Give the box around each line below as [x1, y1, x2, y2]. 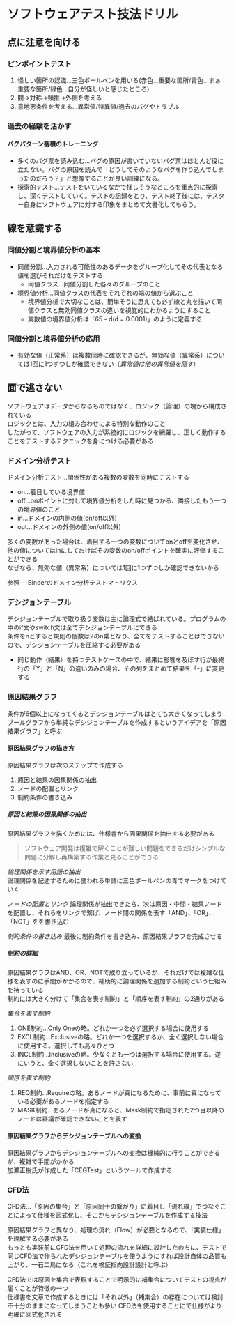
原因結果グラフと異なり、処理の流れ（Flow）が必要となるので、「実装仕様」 [7, 1226, 225, 1234]
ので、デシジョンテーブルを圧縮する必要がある [7, 641, 141, 649]
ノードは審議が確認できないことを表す [17, 1115, 127, 1123]
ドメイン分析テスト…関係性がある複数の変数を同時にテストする [7, 473, 190, 482]
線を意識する [7, 222, 63, 234]
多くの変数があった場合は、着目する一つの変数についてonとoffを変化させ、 [7, 537, 224, 546]
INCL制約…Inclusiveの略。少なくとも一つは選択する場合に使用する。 [17, 1050, 215, 1058]
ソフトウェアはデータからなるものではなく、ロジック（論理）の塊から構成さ [7, 401, 227, 410]
